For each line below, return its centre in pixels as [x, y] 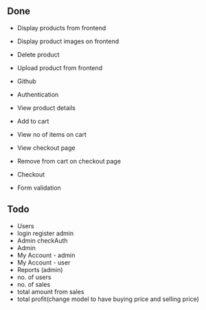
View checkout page [46, 148]
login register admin [45, 233]
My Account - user [44, 262]
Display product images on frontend [68, 41]
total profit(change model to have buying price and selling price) [108, 299]
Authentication [38, 94]
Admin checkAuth [42, 241]
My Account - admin [46, 255]
